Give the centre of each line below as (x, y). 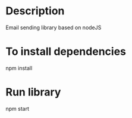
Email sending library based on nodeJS (54, 27)
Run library (33, 92)
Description (35, 11)
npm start (18, 108)
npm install (19, 68)
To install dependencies (66, 52)
